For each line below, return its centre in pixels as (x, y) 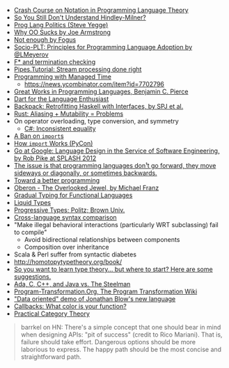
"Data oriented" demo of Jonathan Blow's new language (95, 299)
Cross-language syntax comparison (65, 217)
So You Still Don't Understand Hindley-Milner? (80, 17)
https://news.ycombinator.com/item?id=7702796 (94, 84)
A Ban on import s (39, 136)
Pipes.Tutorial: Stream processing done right (78, 69)
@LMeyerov (31, 54)
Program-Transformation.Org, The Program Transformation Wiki (105, 291)
